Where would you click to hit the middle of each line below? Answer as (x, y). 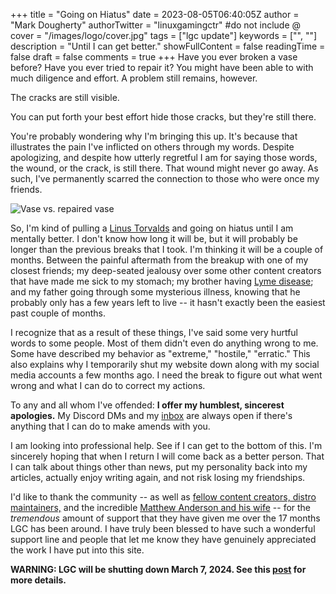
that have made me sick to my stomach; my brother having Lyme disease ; (162, 281)
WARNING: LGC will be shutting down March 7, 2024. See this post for (158, 569)
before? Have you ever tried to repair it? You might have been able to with (162, 67)
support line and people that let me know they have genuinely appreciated (163, 539)
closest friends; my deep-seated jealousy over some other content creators (166, 270)
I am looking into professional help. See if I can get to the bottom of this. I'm (166, 445)
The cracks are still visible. (65, 97)
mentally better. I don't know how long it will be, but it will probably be (154, 238)
